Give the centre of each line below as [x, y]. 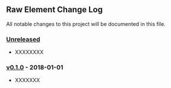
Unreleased [23, 39]
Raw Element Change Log [54, 10]
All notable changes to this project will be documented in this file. [86, 24]
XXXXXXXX [29, 52]
